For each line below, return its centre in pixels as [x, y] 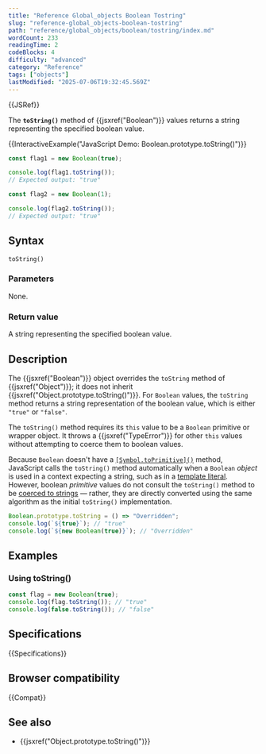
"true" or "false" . [38, 412]
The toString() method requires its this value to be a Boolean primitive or [129, 427]
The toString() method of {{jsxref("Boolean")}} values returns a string [124, 120]
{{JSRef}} [24, 105]
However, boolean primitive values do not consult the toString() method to [132, 484]
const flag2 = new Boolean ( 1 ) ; [60, 194]
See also [30, 722]
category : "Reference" [46, 67]
